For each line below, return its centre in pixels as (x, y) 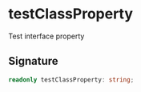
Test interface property (46, 36)
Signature (33, 61)
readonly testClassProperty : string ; (71, 80)
